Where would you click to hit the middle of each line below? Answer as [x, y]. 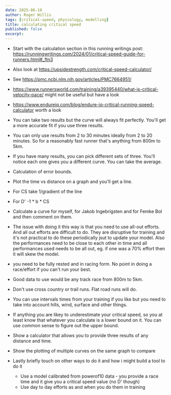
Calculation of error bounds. [42, 172]
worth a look [48, 110]
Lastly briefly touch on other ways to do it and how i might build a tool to [89, 361]
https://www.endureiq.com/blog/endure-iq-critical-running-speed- [83, 105]
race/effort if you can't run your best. [52, 269]
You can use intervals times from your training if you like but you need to [89, 299]
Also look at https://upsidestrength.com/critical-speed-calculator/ [82, 69]
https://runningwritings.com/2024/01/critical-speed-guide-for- [79, 54]
